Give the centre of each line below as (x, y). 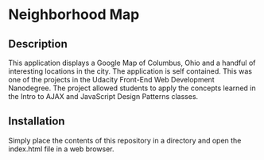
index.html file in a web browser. (61, 149)
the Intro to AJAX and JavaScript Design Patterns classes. (103, 96)
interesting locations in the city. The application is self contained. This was (130, 71)
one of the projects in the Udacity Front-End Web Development (111, 80)
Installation (37, 122)
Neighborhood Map (74, 15)
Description (38, 44)
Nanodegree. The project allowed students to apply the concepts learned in (132, 88)
